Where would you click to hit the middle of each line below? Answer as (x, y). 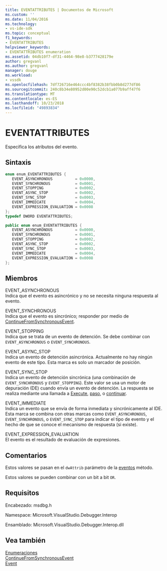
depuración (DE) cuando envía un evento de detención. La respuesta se (80, 388)
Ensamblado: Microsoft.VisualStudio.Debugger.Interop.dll (65, 525)
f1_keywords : (19, 38)
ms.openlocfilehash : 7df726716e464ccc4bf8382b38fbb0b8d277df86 (73, 84)
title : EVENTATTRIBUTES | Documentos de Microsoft (59, 10)
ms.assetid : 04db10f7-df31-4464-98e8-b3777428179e (59, 57)
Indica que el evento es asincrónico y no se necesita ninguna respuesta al (82, 296)
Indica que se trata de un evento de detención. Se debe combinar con (77, 337)
